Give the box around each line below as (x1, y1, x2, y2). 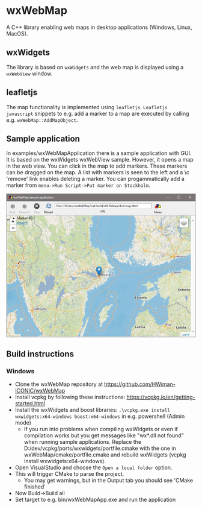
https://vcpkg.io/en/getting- (126, 393, 195, 401)
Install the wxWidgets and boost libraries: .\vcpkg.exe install (14, 406, 170, 414)
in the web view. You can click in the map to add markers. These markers (6, 162, 188, 169)
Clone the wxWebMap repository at (14, 381, 103, 388)
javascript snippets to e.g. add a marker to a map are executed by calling (6, 110, 189, 117)
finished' (23, 483, 46, 490)
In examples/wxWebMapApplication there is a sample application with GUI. (6, 150, 192, 157)
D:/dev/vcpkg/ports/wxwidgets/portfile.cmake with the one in (23, 444, 176, 452)
